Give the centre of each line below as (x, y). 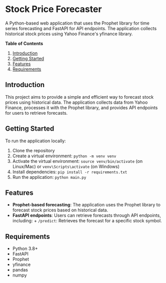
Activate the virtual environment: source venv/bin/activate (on (77, 161)
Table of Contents (24, 43)
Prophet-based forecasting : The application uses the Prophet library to (86, 205)
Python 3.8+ (25, 248)
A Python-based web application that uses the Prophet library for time (77, 23)
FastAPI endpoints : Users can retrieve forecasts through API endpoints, (86, 215)
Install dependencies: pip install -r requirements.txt (70, 172)
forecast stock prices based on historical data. (60, 210)
